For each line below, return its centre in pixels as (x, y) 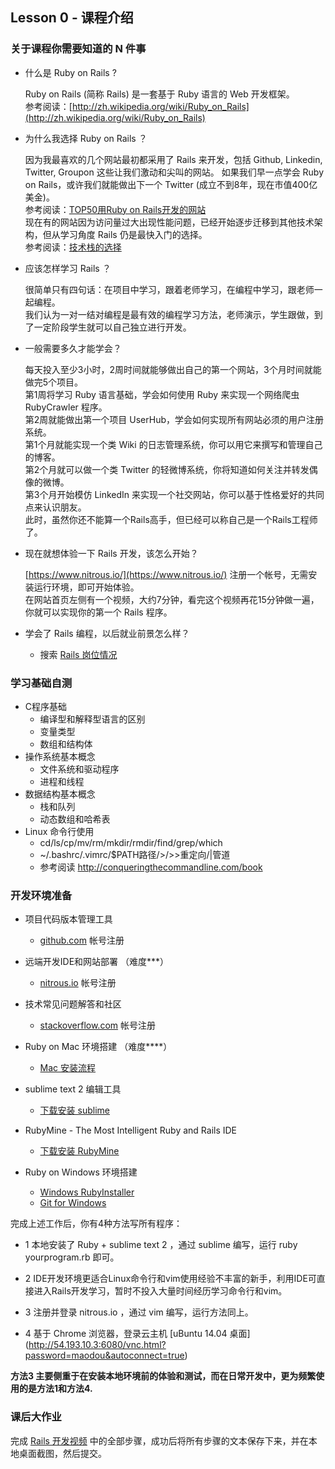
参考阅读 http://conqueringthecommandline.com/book (151, 867)
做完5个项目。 (54, 382)
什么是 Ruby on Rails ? (70, 72)
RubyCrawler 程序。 (66, 407)
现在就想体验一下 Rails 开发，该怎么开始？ (111, 553)
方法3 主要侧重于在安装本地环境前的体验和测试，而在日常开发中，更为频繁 (163, 1376)
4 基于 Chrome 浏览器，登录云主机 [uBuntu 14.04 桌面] (137, 1334)
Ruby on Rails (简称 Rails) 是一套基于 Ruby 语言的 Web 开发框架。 (159, 94)
